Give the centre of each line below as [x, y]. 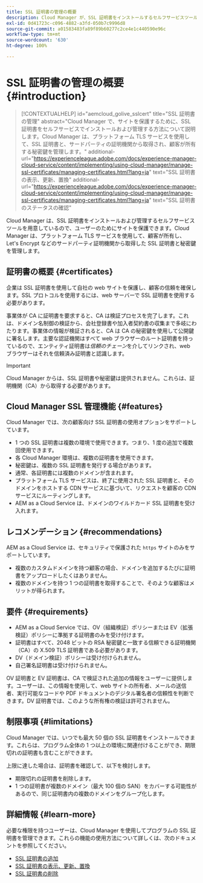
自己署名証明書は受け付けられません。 [63, 665]
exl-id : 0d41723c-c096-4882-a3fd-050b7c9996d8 [66, 23]
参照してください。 [46, 845]
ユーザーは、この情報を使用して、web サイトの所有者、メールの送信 [101, 686]
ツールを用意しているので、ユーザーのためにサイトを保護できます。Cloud [98, 228]
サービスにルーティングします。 [54, 496]
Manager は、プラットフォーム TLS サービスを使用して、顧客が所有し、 [96, 235]
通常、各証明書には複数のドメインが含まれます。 [76, 473]
